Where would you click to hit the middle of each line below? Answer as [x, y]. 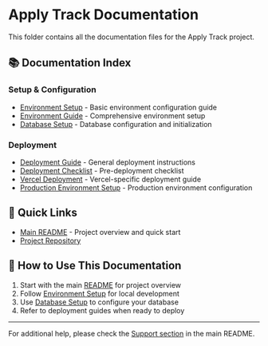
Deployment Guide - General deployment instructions [107, 162]
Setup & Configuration [53, 89]
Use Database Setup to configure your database [99, 302]
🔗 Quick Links [43, 213]
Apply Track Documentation [104, 15]
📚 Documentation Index [70, 63]
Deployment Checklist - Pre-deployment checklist [102, 170]
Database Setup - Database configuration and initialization [116, 124]
